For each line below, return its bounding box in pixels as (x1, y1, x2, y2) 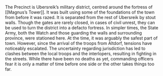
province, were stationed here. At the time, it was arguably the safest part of (5, 35, 158, 41)
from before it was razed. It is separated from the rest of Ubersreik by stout (5, 15, 156, 20)
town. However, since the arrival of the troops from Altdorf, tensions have (5, 40, 152, 46)
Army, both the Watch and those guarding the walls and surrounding (5, 30, 142, 36)
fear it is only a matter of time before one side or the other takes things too (5, 61, 155, 67)
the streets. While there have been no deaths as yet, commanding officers (5, 56, 154, 61)
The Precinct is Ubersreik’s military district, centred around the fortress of (5, 4, 153, 10)
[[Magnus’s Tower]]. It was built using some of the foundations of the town (5, 9, 155, 15)
